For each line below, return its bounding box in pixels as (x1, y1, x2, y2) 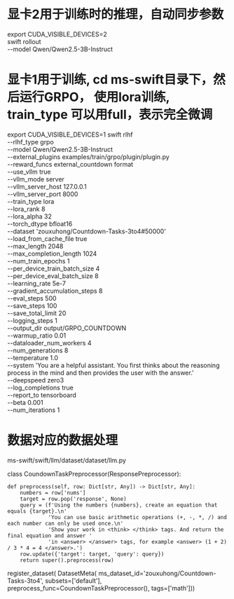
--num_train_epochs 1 (7, 256, 70, 265)
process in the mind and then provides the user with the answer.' (7, 369, 194, 377)
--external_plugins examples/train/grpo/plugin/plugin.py (7, 152, 170, 161)
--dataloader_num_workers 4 (7, 338, 92, 347)
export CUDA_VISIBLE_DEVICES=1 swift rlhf (7, 130, 133, 139)
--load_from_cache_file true (7, 234, 88, 242)
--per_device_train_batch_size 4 (7, 264, 100, 273)
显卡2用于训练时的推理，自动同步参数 (7, 6, 224, 22)
